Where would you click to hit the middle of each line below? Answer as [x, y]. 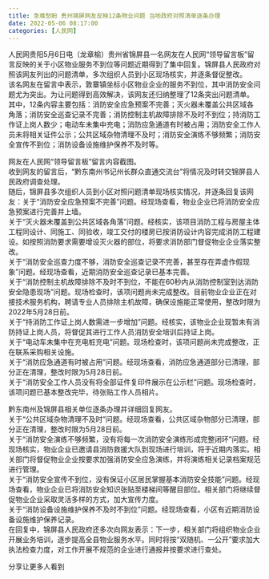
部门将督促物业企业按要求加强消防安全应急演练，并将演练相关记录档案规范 [138, 460]
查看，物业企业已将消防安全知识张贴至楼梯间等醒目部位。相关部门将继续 [134, 489]
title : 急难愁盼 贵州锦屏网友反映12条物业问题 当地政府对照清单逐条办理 [114, 16]
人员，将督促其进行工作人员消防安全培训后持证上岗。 [130, 332]
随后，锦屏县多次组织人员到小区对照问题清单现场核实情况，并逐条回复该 [127, 192]
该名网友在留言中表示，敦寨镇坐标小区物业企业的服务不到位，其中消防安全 [131, 84]
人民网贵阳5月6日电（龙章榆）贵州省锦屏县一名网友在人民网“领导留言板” [128, 55]
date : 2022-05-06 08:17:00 [53, 23]
